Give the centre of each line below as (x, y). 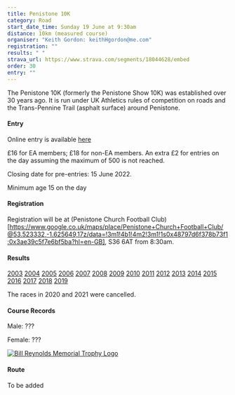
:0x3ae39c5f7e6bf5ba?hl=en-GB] (56, 241)
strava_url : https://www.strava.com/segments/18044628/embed (99, 60)
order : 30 (22, 66)
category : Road (29, 20)
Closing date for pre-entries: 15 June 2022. (69, 174)
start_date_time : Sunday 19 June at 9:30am (72, 27)
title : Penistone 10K (39, 14)
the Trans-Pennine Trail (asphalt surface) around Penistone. (94, 108)
